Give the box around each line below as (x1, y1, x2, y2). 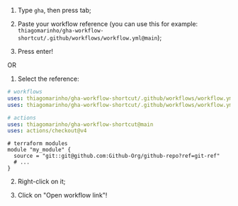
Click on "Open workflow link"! (17, 191, 108, 200)
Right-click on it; (17, 177, 66, 186)
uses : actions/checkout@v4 (7, 127, 87, 135)
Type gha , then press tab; (17, 6, 91, 14)
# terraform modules (7, 140, 69, 147)
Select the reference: (17, 74, 79, 83)
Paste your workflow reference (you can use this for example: (17, 20, 198, 28)
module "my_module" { (7, 147, 72, 154)
